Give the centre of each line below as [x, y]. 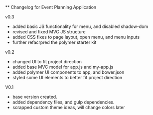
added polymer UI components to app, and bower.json [68, 72]
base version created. [35, 97]
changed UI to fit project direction [47, 61]
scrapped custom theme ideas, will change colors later [69, 107]
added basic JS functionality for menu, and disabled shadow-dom [80, 26]
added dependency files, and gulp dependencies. [63, 102]
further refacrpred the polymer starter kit [54, 42]
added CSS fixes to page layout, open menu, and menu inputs [76, 37]
